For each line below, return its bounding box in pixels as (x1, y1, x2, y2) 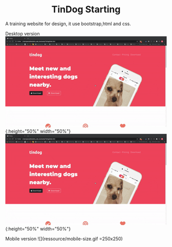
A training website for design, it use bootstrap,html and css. (5, 21, 132, 27)
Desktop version (5, 30, 40, 36)
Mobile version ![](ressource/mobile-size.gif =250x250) (5, 235, 123, 242)
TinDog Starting (51, 4, 121, 15)
